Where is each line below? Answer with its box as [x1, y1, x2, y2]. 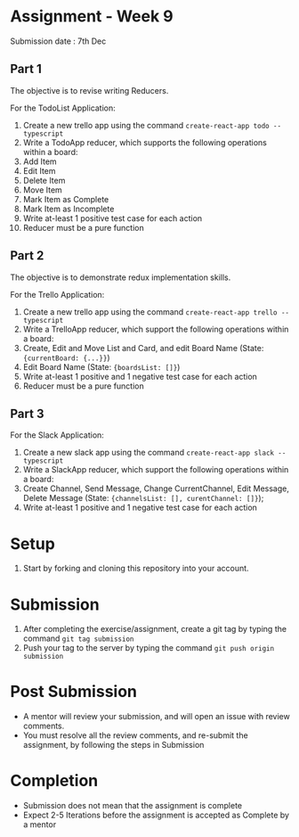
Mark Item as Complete [22, 193, 109, 204]
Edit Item [22, 165, 56, 176]
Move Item [22, 185, 63, 195]
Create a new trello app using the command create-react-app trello [22, 306, 279, 317]
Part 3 [10, 406, 44, 421]
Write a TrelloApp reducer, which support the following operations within [22, 324, 289, 334]
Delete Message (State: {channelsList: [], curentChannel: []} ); [22, 493, 264, 504]
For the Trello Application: [10, 289, 105, 300]
